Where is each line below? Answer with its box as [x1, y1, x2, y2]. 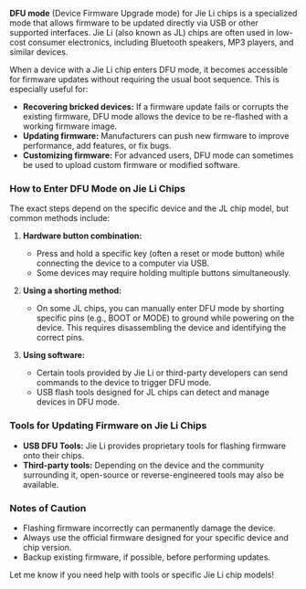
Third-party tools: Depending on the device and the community [22, 459, 265, 470]
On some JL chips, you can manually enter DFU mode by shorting [36, 303, 285, 314]
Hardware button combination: [22, 230, 142, 241]
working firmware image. [22, 121, 117, 131]
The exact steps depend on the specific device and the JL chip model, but [9, 203, 290, 214]
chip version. [22, 542, 72, 552]
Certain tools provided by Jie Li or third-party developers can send [36, 367, 289, 378]
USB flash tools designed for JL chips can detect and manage [36, 387, 269, 398]
